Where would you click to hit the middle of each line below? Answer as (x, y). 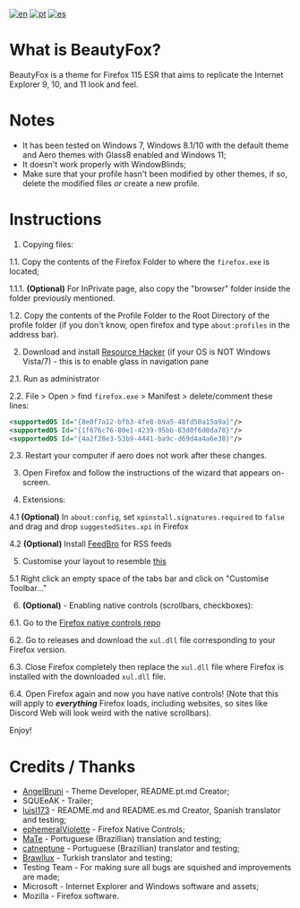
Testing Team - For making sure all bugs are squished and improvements (157, 868)
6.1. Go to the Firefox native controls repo (85, 623)
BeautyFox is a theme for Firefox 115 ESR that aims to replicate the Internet (146, 74)
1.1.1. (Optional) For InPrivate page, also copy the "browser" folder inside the (150, 288)
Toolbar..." (28, 588)
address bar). (34, 334)
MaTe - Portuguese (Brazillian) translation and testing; (122, 839)
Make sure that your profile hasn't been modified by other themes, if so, (155, 174)
